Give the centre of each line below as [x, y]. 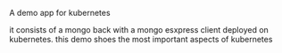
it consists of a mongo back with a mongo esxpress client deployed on [139, 30]
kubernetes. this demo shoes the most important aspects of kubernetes [141, 39]
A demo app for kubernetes [60, 13]
